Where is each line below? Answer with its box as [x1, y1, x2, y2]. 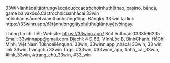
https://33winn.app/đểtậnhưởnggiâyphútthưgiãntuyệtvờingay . [5, 21, 134, 27]
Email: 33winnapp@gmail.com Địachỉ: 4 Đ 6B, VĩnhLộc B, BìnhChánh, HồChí [5, 36, 165, 42]
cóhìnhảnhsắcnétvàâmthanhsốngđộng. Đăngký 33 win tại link [5, 16, 134, 21]
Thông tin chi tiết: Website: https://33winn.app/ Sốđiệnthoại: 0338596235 [5, 31, 160, 36]
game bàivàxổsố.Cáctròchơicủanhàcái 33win [5, 10, 99, 16]
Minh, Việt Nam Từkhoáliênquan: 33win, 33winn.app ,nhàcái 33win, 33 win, [5, 41, 163, 47]
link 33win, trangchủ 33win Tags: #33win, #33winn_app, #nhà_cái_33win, [5, 47, 160, 52]
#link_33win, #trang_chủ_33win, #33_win [5, 52, 91, 58]
